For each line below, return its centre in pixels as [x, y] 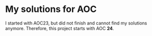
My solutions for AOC [51, 9]
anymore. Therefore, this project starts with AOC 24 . [60, 28]
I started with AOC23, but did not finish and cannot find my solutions [76, 23]
